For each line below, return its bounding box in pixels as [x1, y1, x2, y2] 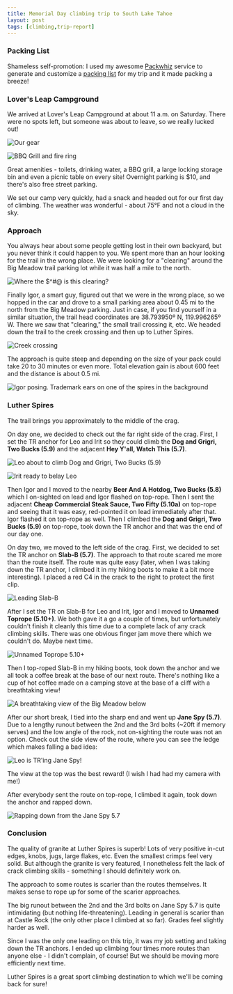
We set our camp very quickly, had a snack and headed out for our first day [7, 193, 224, 202]
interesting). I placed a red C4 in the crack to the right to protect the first [7, 573, 214, 581]
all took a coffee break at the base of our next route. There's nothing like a [7, 671, 220, 679]
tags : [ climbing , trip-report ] [7, 23, 95, 30]
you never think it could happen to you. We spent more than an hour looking [7, 249, 225, 258]
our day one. [7, 529, 44, 538]
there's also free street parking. [7, 180, 97, 188]
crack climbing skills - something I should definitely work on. [7, 867, 181, 875]
